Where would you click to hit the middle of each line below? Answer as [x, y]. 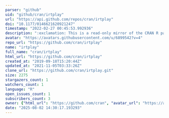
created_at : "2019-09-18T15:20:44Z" [44, 61]
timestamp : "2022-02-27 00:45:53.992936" [49, 29]
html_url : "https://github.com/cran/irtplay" [54, 56]
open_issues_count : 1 [28, 94]
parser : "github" [23, 10]
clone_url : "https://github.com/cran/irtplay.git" [59, 71]
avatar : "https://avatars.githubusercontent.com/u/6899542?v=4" [74, 38]
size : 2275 [17, 75]
